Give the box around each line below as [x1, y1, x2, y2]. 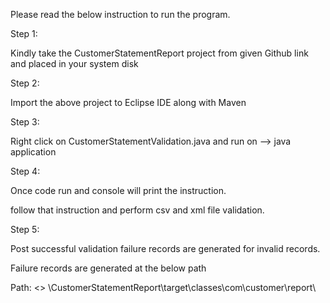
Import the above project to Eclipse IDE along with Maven [10, 97, 247, 108]
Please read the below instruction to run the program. [10, 9, 231, 20]
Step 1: [10, 28, 38, 39]
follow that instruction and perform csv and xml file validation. [10, 204, 265, 216]
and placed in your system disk [10, 58, 139, 69]
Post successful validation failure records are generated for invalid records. [10, 243, 321, 254]
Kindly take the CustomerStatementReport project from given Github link [10, 47, 309, 59]
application [10, 146, 57, 158]
